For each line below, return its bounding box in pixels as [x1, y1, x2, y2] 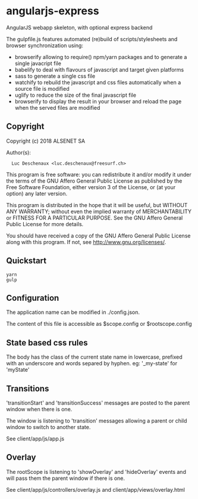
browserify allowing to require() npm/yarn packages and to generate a [14, 53, 187, 60]
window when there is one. [6, 406, 73, 412]
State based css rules [6, 337, 88, 347]
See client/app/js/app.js [6, 435, 64, 442]
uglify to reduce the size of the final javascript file [14, 91, 137, 98]
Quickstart [6, 255, 47, 266]
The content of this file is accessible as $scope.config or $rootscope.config [6, 321, 192, 328]
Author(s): [6, 149, 32, 156]
